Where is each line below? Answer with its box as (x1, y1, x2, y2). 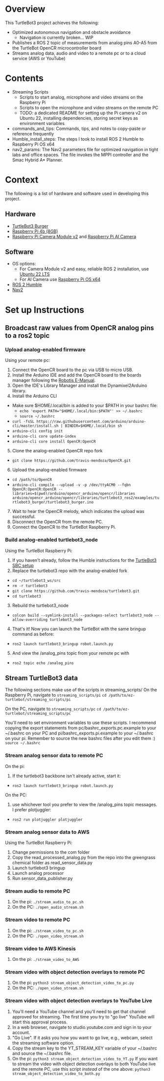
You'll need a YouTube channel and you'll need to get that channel (12, 1008, 146, 1015)
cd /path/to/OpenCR (12, 477, 52, 482)
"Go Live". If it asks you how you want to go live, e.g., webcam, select (12, 1035, 153, 1041)
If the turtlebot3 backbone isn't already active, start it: (12, 773, 121, 779)
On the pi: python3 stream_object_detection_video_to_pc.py (12, 980, 134, 986)
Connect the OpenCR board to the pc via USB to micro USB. (12, 367, 134, 373)
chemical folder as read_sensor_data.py (12, 860, 93, 866)
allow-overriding (12, 617, 48, 622)
